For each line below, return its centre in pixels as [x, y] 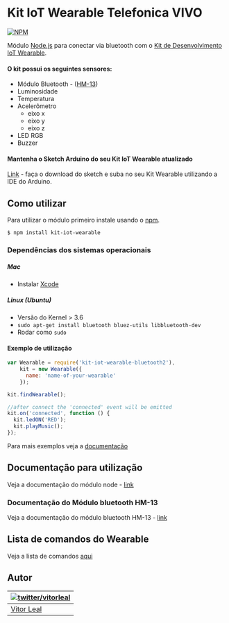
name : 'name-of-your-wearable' [71, 376]
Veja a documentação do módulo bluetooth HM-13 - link [87, 518]
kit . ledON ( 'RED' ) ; [40, 420]
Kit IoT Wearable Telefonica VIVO [105, 13]
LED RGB [30, 136]
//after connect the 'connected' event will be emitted [90, 407]
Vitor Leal [26, 609]
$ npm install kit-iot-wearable [54, 233]
